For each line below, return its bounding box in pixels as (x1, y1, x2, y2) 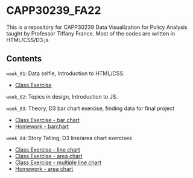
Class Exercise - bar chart (14, 116, 80, 123)
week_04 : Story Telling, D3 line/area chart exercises (6, 134, 133, 141)
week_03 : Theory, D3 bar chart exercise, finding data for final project (6, 105, 175, 112)
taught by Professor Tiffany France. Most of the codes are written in (6, 29, 176, 37)
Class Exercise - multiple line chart (14, 159, 101, 166)
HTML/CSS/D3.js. (6, 36, 50, 43)
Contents (6, 54, 42, 64)
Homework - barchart (14, 123, 69, 130)
